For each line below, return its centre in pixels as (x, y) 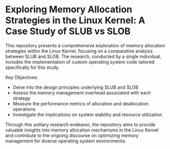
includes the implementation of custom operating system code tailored (80, 62)
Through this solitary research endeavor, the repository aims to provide (80, 124)
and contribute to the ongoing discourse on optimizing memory (72, 135)
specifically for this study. (33, 67)
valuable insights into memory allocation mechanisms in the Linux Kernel (82, 130)
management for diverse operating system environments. (66, 141)
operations (24, 109)
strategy (22, 98)
